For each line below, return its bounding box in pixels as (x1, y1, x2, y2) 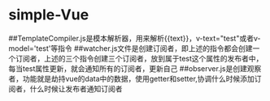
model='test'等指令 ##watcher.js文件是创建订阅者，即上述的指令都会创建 (8, 43, 254, 53)
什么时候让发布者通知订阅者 (29, 83, 123, 94)
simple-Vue (8, 6, 89, 24)
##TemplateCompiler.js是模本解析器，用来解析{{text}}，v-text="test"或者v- (8, 33, 261, 43)
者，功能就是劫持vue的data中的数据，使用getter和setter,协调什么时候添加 (8, 74, 255, 83)
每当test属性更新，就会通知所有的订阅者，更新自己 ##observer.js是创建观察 (8, 63, 262, 74)
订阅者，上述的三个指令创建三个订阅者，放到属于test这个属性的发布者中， (15, 53, 263, 63)
